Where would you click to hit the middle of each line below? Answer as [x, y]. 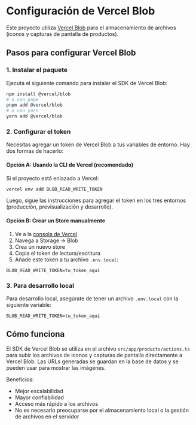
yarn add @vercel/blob [34, 116]
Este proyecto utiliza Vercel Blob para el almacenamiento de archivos [91, 28]
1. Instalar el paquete [37, 70]
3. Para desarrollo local [40, 285]
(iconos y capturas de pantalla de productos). [62, 34]
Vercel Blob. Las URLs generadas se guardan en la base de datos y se [93, 361]
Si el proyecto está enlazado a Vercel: [53, 178]
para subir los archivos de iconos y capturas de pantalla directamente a [94, 355]
